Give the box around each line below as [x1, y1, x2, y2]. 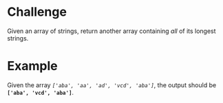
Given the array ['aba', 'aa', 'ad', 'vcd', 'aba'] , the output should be [7, 80, 217, 89]
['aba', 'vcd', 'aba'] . [7, 88, 74, 96]
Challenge [7, 4, 67, 20]
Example [7, 58, 58, 74]
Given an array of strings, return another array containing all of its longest [7, 27, 216, 35]
